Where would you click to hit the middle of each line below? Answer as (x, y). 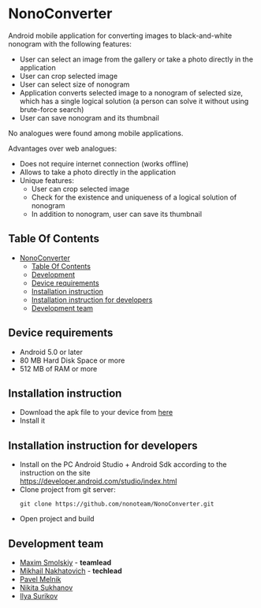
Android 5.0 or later (51, 352)
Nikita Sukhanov (46, 587)
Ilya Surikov (39, 596)
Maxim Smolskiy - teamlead (65, 562)
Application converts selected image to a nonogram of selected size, (131, 92)
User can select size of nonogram (75, 84)
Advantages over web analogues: (63, 148)
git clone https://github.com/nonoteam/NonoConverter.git (117, 504)
